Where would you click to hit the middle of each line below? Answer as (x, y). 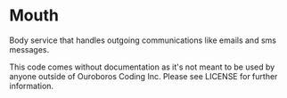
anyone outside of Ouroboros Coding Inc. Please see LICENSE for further (143, 76)
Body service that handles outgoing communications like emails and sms (143, 40)
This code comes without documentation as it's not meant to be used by (142, 67)
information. (32, 86)
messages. (29, 49)
